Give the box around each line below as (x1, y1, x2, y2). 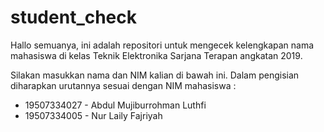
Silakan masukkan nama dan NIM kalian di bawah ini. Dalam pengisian (10, 69, 300, 81)
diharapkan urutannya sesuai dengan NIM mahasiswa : (10, 79, 237, 91)
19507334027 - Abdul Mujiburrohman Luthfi (24, 99, 207, 111)
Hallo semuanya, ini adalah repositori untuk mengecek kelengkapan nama (10, 39, 315, 51)
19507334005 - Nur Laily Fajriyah (24, 109, 163, 121)
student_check (10, 6, 138, 29)
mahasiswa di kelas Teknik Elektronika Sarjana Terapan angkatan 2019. (10, 49, 303, 61)
